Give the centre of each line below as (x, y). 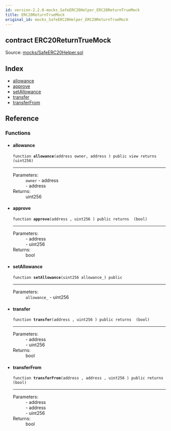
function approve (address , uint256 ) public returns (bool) (80, 219)
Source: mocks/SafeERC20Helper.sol (44, 53)
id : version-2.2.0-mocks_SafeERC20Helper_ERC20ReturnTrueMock (73, 10)
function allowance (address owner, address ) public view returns (84, 156)
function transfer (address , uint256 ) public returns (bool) (81, 320)
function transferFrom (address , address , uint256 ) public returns (88, 378)
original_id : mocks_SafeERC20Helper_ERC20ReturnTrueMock (67, 19)
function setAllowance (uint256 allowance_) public (67, 277)
